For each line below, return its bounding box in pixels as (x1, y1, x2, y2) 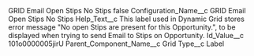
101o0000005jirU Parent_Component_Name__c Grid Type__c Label (8, 39, 225, 48)
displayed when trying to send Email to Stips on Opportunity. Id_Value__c (8, 31, 245, 40)
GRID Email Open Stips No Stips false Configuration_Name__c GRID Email (8, 6, 246, 15)
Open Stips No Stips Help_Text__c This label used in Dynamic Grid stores (8, 14, 245, 23)
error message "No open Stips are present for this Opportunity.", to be (8, 23, 236, 32)
